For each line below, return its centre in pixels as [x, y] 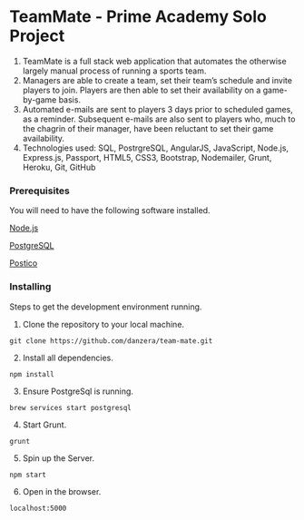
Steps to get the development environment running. [106, 307]
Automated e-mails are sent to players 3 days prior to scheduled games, [157, 109]
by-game [39, 99]
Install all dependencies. [68, 358]
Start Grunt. [44, 425]
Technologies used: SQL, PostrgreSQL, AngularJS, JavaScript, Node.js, [155, 148]
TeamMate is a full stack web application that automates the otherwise [155, 61]
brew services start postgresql [70, 407]
